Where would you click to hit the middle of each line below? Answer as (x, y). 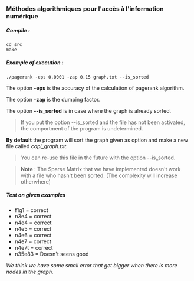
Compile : (18, 30)
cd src (14, 44)
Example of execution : (35, 63)
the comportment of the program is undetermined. (82, 128)
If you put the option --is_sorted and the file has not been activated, (103, 122)
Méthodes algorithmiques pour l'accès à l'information (85, 9)
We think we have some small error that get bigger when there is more (92, 265)
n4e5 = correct (33, 228)
